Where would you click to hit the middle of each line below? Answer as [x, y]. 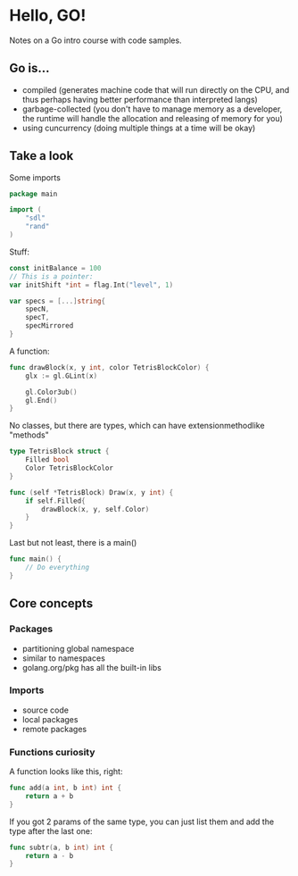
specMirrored [50, 326]
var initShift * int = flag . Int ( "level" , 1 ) [91, 285]
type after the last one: [51, 830]
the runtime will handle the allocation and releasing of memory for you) [153, 118]
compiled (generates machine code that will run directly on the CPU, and [156, 89]
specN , [37, 309]
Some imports [35, 177]
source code [46, 710]
